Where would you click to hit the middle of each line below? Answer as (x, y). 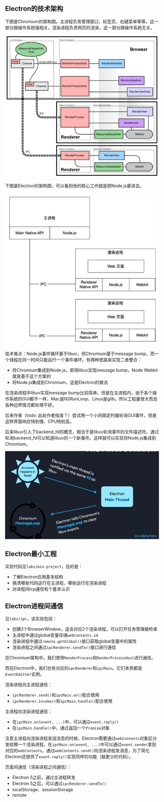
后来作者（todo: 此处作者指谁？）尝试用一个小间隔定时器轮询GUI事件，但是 (81, 415)
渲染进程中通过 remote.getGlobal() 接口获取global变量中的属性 (74, 641)
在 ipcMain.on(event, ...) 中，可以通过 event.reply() (65, 722)
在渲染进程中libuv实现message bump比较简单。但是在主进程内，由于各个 (79, 393)
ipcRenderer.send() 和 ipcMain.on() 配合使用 (56, 695)
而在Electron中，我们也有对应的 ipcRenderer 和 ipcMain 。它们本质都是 (74, 668)
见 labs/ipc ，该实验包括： (31, 619)
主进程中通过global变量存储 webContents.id (55, 635)
